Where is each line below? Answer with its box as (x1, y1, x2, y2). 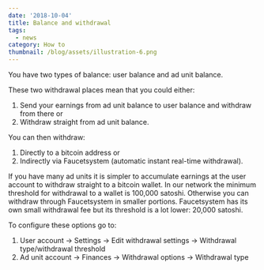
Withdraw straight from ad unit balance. (19, 118, 149, 126)
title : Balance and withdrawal (8, 19, 111, 27)
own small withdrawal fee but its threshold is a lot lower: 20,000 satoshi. (8, 205, 243, 214)
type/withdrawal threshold (19, 244, 106, 253)
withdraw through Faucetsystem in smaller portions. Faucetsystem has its (8, 197, 248, 206)
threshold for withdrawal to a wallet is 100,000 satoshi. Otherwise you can (8, 189, 249, 197)
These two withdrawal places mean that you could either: (8, 85, 195, 95)
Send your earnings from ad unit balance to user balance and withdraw (19, 100, 252, 110)
